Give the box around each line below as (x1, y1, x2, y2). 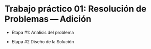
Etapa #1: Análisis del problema (11, 29, 74, 35)
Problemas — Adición (4, 13, 91, 24)
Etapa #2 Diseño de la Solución (11, 38, 75, 44)
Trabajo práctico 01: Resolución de (4, 3, 147, 14)
